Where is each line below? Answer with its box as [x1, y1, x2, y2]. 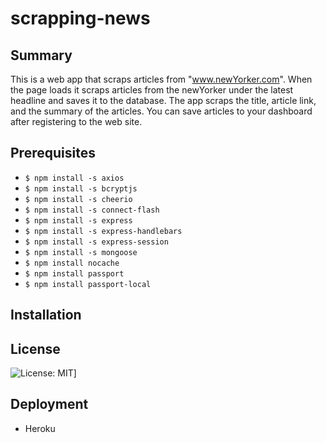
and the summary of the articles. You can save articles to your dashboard [10, 105, 313, 117]
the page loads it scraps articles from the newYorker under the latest [10, 84, 294, 96]
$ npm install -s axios [24, 173, 125, 183]
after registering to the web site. [10, 116, 143, 127]
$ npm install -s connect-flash [24, 205, 160, 215]
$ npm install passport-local [24, 279, 152, 289]
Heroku [24, 422, 56, 434]
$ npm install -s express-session [24, 237, 169, 247]
